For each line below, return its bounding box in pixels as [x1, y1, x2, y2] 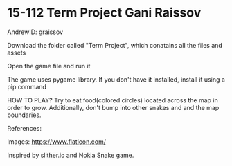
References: [7, 124, 42, 132]
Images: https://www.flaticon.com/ [7, 137, 106, 146]
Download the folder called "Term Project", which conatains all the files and [7, 41, 223, 49]
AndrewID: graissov [7, 28, 64, 36]
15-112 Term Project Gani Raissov [7, 5, 202, 21]
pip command [7, 82, 47, 91]
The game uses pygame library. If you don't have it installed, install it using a [7, 75, 225, 84]
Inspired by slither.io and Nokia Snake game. [7, 151, 134, 159]
